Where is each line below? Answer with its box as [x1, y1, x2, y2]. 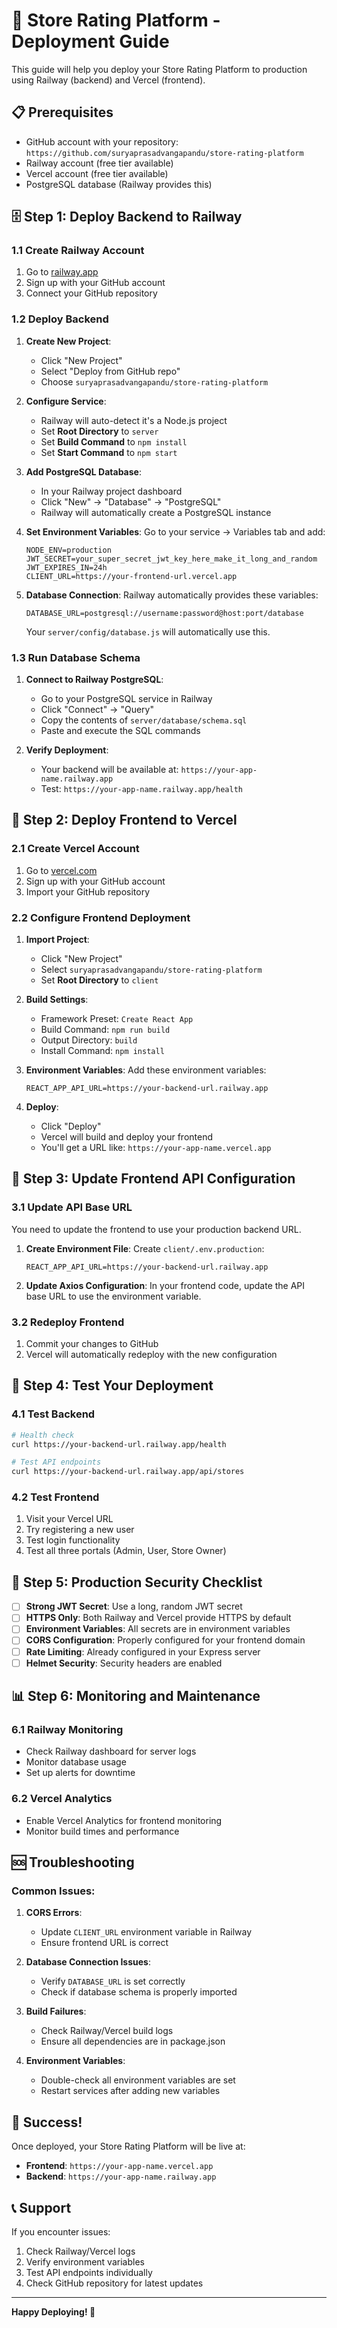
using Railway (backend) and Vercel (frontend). [11, 74, 206, 86]
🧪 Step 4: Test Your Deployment [11, 1377, 214, 1394]
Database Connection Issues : [25, 1956, 151, 1968]
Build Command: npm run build [40, 1024, 171, 1036]
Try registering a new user [25, 1524, 135, 1536]
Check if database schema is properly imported [40, 1986, 238, 1998]
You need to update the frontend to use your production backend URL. [11, 1223, 302, 1235]
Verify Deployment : [25, 744, 109, 756]
